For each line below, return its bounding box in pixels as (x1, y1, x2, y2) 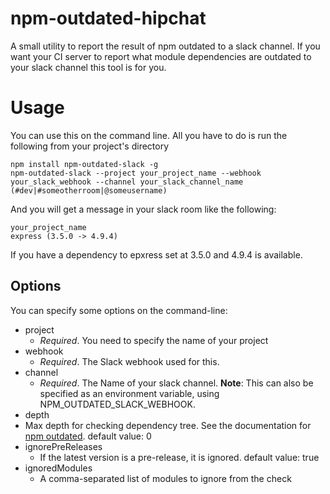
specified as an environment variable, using (39, 387, 220, 399)
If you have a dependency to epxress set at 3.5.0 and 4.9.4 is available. (10, 248, 303, 261)
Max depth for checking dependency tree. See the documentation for (24, 419, 312, 431)
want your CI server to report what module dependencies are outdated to (10, 50, 312, 62)
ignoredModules (24, 462, 93, 474)
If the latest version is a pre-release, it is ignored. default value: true (39, 451, 320, 463)
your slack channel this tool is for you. (10, 61, 167, 73)
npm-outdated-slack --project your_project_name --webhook (10, 168, 262, 178)
